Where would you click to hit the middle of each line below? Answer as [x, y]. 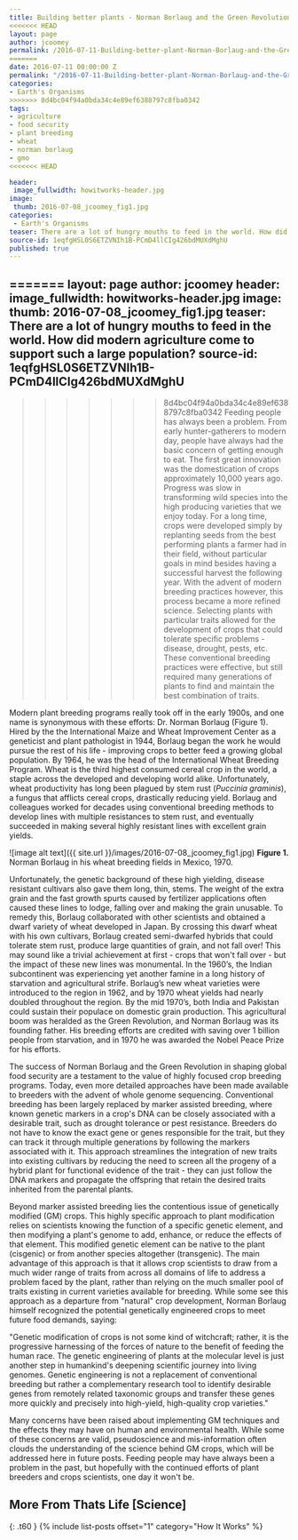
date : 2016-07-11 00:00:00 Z [63, 68]
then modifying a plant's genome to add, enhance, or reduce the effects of [145, 1235]
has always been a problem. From [225, 422]
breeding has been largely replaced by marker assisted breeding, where [141, 1105]
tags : [19, 108]
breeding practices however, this [223, 592]
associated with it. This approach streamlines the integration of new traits [143, 1152]
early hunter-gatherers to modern [225, 431]
